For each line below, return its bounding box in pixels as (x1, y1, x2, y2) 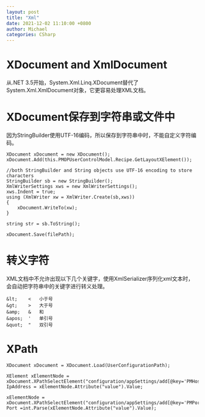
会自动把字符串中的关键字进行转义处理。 (6, 282, 108, 290)
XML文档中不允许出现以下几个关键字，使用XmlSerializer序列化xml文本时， (6, 275, 194, 282)
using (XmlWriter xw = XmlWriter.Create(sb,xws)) (6, 194, 135, 200)
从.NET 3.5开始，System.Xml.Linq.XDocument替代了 (6, 79, 139, 86)
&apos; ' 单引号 (6, 315, 53, 321)
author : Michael (6, 26, 48, 32)
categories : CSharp (6, 32, 56, 38)
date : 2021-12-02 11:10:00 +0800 (6, 20, 92, 26)
